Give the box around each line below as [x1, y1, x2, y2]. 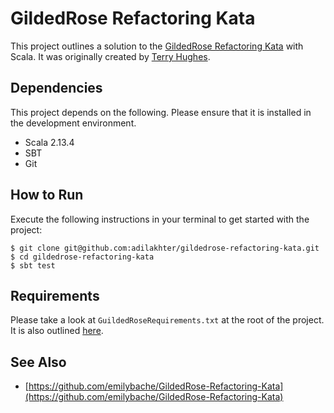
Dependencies [10, 80, 103, 97]
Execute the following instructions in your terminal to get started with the [10, 213, 310, 225]
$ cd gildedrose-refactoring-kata [10, 252, 155, 262]
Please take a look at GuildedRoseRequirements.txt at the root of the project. [10, 314, 325, 326]
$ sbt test [10, 260, 56, 271]
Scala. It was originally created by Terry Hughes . [10, 50, 211, 62]
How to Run [10, 187, 84, 204]
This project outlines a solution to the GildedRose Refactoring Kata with [10, 40, 304, 52]
